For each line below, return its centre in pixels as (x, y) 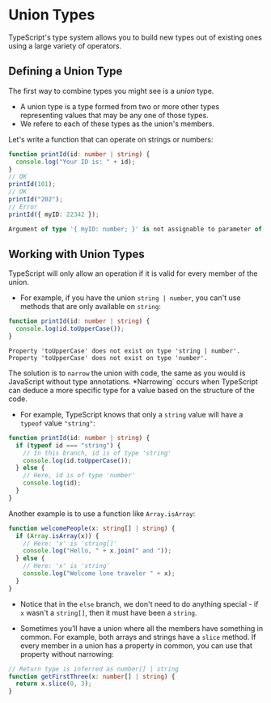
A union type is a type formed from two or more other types (120, 106)
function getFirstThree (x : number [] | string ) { (92, 676)
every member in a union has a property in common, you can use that (136, 646)
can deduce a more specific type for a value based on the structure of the (131, 390)
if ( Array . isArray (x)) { (57, 536)
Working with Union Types (76, 254)
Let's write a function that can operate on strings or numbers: (111, 139)
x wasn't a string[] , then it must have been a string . (108, 612)
